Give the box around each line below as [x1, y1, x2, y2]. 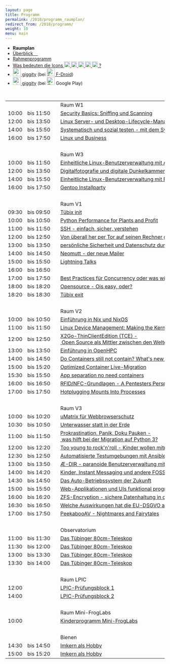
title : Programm [5, 12, 39, 17]
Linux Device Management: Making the [60, 324, 153, 331]
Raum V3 [60, 405, 82, 412]
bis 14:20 [27, 469, 51, 476]
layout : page [5, 7, 33, 13]
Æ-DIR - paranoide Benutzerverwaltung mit [60, 460, 165, 468]
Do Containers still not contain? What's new [60, 355, 164, 362]
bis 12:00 [27, 543, 51, 550]
